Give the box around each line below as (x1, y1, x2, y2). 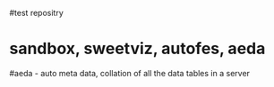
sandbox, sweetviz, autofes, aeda (9, 39, 266, 59)
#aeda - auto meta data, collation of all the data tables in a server (9, 67, 251, 78)
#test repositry (9, 8, 64, 18)
